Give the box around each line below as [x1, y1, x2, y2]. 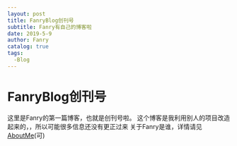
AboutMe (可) [7, 131, 45, 140]
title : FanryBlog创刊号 [7, 17, 74, 24]
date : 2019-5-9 [7, 30, 52, 37]
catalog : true [7, 43, 50, 50]
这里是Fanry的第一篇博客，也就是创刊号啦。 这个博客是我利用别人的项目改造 [7, 114, 231, 122]
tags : [7, 50, 23, 57]
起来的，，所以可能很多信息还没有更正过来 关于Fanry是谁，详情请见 [7, 122, 203, 130]
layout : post [7, 10, 46, 18]
